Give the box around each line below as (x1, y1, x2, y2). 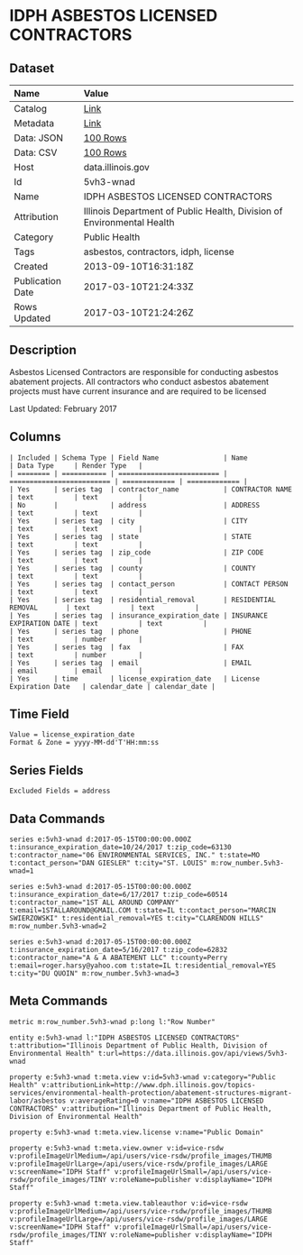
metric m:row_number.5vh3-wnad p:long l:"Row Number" (9, 1017, 216, 1026)
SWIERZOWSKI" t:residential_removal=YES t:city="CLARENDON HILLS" (9, 914, 264, 923)
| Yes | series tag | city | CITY (9, 516, 248, 526)
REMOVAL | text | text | (9, 603, 200, 612)
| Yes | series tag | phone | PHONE (9, 627, 252, 636)
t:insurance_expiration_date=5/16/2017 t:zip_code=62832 (9, 946, 228, 955)
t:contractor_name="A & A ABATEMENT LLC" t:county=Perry (9, 953, 228, 963)
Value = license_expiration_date (9, 730, 135, 739)
